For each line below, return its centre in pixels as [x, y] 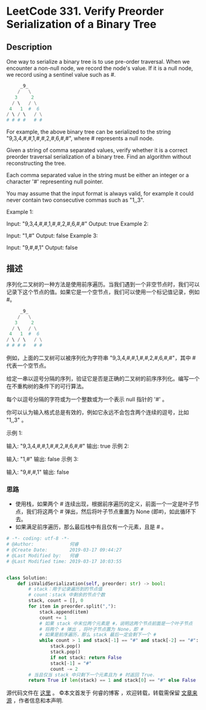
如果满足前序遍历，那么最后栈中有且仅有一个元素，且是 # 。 [91, 527]
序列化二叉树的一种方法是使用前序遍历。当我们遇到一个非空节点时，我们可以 [103, 284]
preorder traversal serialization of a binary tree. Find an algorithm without [99, 157]
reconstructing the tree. [36, 163]
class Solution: [27, 578]
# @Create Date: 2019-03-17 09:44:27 [64, 550]
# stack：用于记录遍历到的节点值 [66, 589]
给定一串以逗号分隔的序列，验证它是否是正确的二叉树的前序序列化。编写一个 [103, 379]
